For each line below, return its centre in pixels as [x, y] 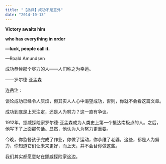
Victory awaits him [25, 29]
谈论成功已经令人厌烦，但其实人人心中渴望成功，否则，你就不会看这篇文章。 [85, 101]
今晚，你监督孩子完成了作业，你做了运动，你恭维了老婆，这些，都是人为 [80, 139]
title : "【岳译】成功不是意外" [34, 10]
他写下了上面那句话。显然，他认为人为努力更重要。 [58, 129]
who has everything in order [35, 39]
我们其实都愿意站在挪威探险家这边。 [43, 156]
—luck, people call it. [28, 48]
